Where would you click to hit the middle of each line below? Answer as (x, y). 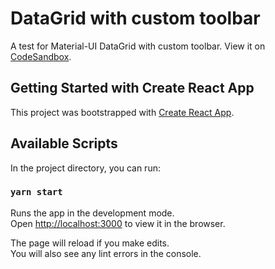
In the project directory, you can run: (85, 168)
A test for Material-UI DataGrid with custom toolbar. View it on (138, 46)
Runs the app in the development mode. (92, 213)
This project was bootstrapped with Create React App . (122, 112)
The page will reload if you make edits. (90, 243)
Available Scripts (64, 143)
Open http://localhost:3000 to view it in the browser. (118, 223)
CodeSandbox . (41, 56)
